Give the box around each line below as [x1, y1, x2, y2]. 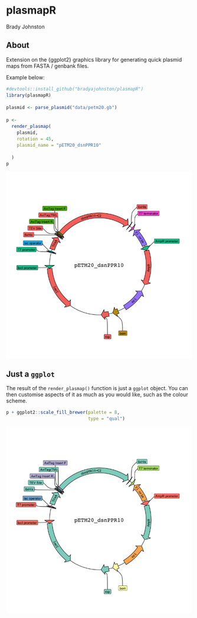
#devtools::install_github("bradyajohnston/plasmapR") [6, 86, 144, 92]
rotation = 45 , [17, 136, 54, 142]
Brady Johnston [6, 23, 45, 30]
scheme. [6, 397, 28, 404]
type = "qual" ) [87, 416, 126, 421]
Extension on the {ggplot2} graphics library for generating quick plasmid [6, 56, 182, 63]
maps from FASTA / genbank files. [6, 62, 89, 69]
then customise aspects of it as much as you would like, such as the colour [6, 391, 189, 398]
